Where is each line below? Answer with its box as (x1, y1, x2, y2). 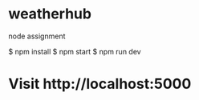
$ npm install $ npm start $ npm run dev (8, 46, 142, 56)
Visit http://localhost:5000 (8, 75, 192, 93)
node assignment (8, 31, 66, 41)
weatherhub (8, 5, 92, 23)
